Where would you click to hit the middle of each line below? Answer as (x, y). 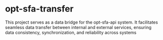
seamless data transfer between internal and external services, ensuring (78, 27)
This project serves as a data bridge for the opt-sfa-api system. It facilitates (81, 22)
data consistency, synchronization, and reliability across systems (71, 32)
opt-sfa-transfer (39, 9)
